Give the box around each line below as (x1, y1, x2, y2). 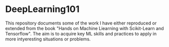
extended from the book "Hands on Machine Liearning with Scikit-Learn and (5, 25, 164, 31)
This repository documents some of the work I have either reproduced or (5, 20, 157, 26)
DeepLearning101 (5, 3, 80, 15)
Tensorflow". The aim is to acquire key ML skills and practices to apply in (5, 30, 157, 36)
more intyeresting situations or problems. (5, 36, 91, 42)
